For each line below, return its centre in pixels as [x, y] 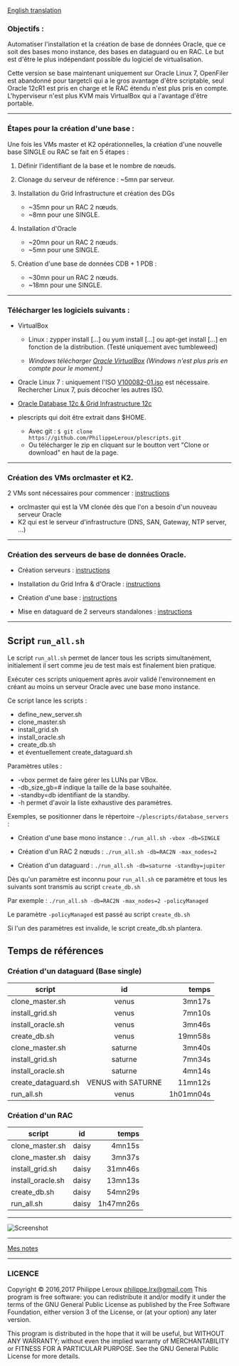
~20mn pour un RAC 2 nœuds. [73, 242]
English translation [34, 10]
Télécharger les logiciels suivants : [69, 310]
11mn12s [194, 1082]
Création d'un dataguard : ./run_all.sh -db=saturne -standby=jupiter [121, 866]
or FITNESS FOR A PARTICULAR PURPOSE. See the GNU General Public [113, 1348]
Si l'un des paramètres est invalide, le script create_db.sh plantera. [105, 928]
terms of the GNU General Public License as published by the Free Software [119, 1304]
